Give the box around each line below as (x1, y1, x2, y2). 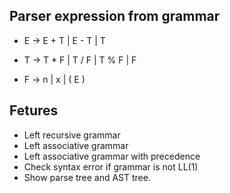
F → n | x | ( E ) (23, 73, 86, 85)
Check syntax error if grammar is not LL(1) (23, 160, 199, 173)
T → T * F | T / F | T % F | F (23, 54, 137, 66)
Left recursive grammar (23, 129, 121, 141)
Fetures (9, 102, 59, 119)
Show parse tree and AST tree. (23, 171, 151, 183)
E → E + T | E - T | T (23, 34, 106, 46)
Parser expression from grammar (9, 8, 221, 25)
